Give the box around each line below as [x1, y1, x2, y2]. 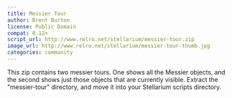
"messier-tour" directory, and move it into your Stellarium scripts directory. [7, 83, 222, 91]
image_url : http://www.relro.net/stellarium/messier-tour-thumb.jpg [7, 42, 210, 49]
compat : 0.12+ [7, 29, 49, 37]
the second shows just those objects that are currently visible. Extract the [7, 75, 218, 83]
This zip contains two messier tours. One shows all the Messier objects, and [7, 67, 226, 76]
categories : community [7, 49, 73, 56]
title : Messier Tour [7, 10, 68, 17]
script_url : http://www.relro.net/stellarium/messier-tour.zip [7, 36, 195, 43]
